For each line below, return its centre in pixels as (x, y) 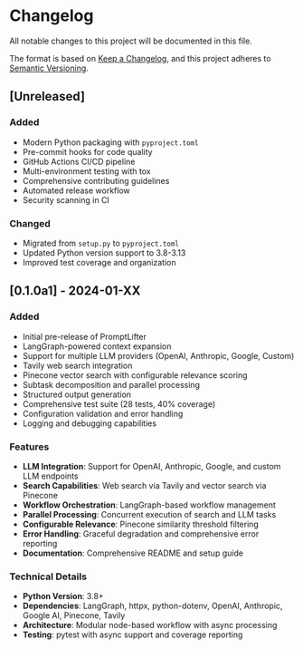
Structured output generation (77, 394)
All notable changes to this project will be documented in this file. (131, 41)
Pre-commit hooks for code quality (87, 151)
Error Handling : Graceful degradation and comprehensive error (141, 533)
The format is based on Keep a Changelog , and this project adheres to (140, 58)
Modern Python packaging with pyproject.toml (110, 142)
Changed (30, 223)
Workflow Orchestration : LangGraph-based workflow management (149, 505)
